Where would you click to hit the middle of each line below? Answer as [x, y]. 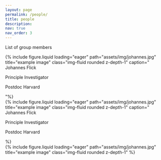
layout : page [19, 10]
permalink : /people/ [27, 14]
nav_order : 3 [19, 33]
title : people [20, 19]
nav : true [15, 28]
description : [19, 24]
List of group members [29, 47]
